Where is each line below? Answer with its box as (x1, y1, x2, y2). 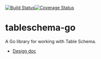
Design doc (12, 48, 36, 54)
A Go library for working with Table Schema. (5, 38, 96, 44)
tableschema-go (5, 22, 76, 33)
